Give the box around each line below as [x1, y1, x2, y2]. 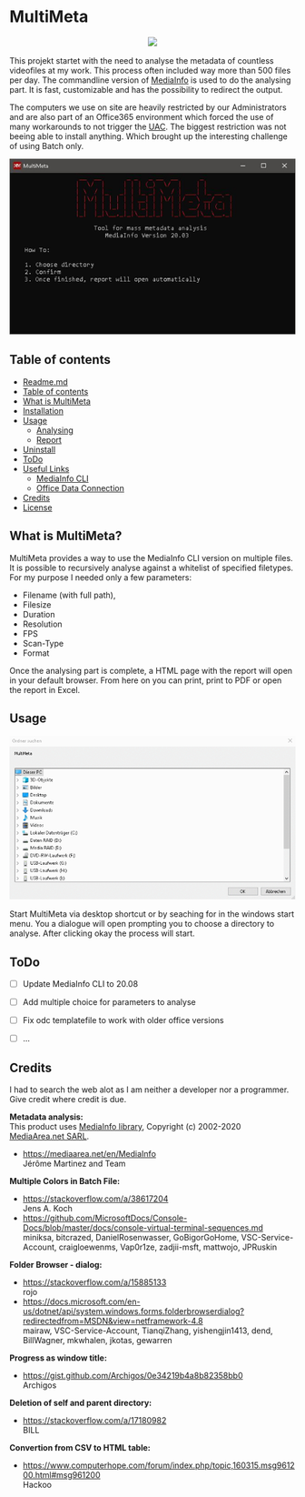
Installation [22, 405, 64, 416]
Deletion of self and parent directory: [9, 1398, 152, 1409]
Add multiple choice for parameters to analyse [22, 997, 197, 1008]
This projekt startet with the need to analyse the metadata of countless [9, 55, 274, 65]
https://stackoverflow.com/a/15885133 [22, 1277, 167, 1288]
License [22, 502, 53, 513]
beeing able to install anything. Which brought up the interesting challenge [9, 130, 288, 142]
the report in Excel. [9, 684, 81, 695]
